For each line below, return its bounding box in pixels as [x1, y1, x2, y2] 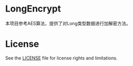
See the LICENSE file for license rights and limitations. [5, 55, 118, 61]
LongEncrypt [5, 3, 61, 15]
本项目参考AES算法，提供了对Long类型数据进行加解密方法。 [5, 20, 131, 26]
